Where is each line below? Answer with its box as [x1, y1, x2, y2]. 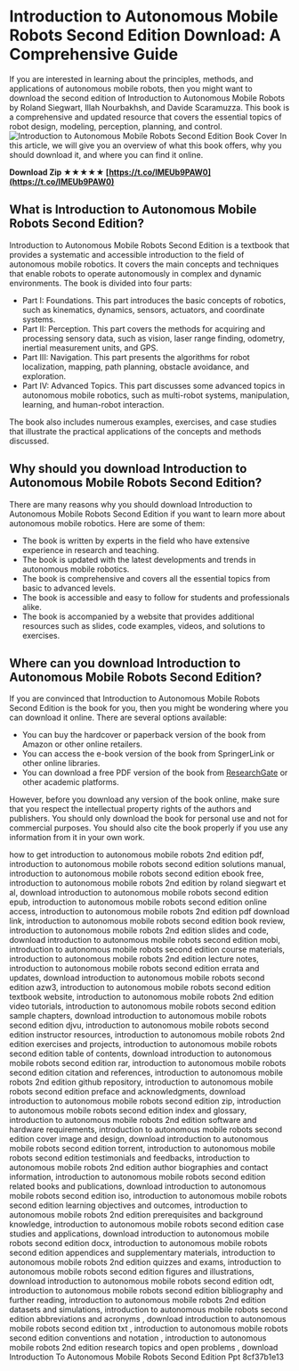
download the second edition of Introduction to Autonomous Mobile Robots [9, 92, 286, 103]
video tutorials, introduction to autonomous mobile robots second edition [9, 1001, 276, 1012]
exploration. [21, 370, 67, 381]
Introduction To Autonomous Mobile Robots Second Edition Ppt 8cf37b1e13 [9, 1351, 285, 1362]
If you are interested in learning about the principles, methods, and [9, 73, 254, 84]
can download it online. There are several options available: [9, 712, 227, 723]
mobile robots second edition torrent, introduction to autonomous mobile [9, 1144, 276, 1154]
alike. [21, 601, 43, 612]
